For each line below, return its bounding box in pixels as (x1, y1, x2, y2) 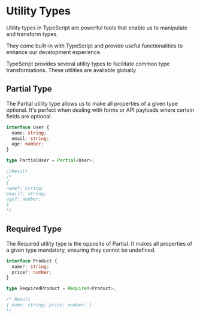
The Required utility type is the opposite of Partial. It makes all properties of (6, 240, 193, 247)
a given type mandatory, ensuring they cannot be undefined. (6, 246, 156, 254)
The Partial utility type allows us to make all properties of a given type (6, 100, 178, 107)
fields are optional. (6, 112, 52, 120)
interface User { (6, 124, 50, 130)
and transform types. (6, 30, 58, 37)
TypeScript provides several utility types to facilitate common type (6, 60, 170, 67)
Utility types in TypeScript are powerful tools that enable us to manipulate (6, 24, 187, 31)
